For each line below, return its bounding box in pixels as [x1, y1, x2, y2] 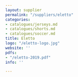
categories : [5, 17, 30, 22]
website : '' [5, 45, 30, 50]
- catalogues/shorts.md [5, 27, 56, 32]
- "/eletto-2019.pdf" [5, 55, 51, 60]
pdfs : [5, 50, 17, 55]
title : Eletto [5, 36, 35, 41]
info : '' [5, 60, 24, 65]
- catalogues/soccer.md [5, 31, 56, 36]
